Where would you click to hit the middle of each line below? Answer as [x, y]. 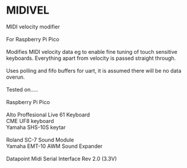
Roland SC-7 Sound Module [40, 140]
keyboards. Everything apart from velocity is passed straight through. [91, 58]
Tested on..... [22, 89]
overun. [15, 77]
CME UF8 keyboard [30, 121]
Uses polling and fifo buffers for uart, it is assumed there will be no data [94, 70]
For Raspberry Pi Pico [33, 39]
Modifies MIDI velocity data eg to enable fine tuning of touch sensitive [92, 51]
